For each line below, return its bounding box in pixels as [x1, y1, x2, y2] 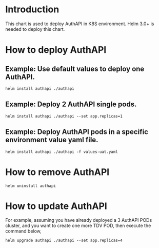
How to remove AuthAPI [5, 166, 110, 178]
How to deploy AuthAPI [5, 44, 107, 56]
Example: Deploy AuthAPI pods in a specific [5, 127, 149, 137]
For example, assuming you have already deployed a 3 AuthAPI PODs [5, 217, 152, 223]
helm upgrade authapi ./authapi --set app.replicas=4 [5, 238, 123, 243]
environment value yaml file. [5, 136, 98, 144]
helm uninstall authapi [5, 183, 56, 188]
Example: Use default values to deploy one [5, 64, 145, 73]
